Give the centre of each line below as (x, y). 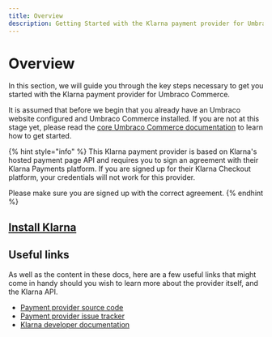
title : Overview (36, 16)
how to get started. (40, 136)
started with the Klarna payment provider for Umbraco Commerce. (119, 95)
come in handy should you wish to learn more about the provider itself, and (134, 283)
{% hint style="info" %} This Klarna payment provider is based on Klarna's (133, 151)
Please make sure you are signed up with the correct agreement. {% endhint (136, 193)
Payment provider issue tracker (72, 316)
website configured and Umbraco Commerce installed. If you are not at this (134, 119)
